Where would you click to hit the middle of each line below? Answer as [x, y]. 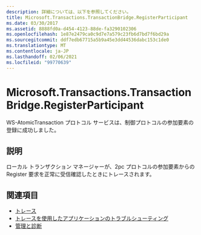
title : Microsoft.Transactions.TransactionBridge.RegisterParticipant [97, 18]
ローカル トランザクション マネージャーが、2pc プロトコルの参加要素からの [100, 167]
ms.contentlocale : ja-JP [38, 51]
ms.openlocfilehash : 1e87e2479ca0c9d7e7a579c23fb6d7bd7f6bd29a [88, 34]
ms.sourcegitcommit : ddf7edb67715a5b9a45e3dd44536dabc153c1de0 [88, 40]
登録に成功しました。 [33, 130]
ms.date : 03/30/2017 [32, 23]
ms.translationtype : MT [36, 46]
